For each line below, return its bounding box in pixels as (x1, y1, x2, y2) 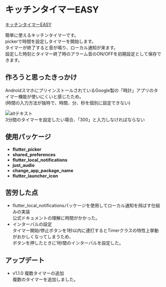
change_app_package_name (12, 167, 74, 173)
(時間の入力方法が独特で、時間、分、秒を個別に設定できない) (5, 100, 131, 106)
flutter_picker (12, 146, 41, 152)
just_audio (12, 162, 35, 168)
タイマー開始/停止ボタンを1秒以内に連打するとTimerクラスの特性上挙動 (12, 228, 159, 234)
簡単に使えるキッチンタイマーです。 (5, 32, 79, 38)
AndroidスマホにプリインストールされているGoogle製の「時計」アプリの (5, 87, 154, 93)
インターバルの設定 (12, 221, 52, 227)
